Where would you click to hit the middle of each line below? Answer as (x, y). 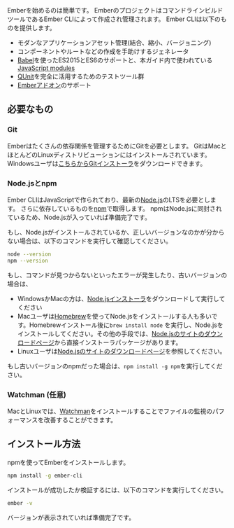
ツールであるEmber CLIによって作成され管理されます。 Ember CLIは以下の (114, 19)
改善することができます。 (80, 420)
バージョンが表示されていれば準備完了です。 (71, 517)
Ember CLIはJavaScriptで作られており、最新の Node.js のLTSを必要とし (109, 200)
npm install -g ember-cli (45, 475)
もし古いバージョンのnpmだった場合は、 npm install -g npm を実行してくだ (115, 366)
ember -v (20, 503)
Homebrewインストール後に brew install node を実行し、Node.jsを (126, 325)
